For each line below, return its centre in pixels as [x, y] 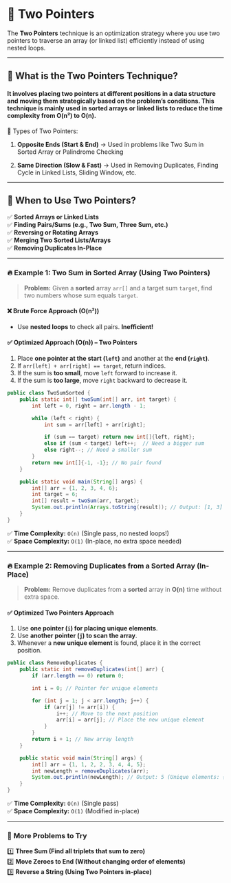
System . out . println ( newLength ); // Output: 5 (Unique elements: [126, 777]
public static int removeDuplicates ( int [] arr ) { [92, 669]
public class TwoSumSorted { [49, 393]
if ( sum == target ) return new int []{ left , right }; [119, 437]
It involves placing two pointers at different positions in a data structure [112, 93]
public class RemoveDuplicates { [55, 663]
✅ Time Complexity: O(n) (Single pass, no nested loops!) [88, 533]
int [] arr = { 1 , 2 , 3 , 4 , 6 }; [75, 488]
